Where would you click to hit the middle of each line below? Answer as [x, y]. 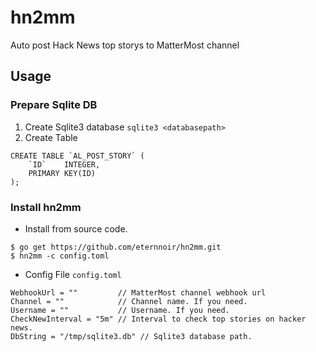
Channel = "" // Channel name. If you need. [129, 301]
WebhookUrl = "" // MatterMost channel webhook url [138, 292]
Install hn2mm [46, 207]
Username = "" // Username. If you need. [120, 310]
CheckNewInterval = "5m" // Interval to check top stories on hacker [158, 319]
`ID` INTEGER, [64, 164]
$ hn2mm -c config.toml [60, 256]
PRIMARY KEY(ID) [62, 173]
